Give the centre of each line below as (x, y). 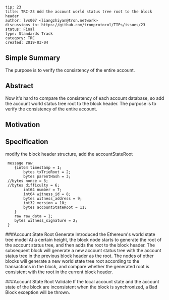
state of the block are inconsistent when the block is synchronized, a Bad (81, 287)
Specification (27, 142)
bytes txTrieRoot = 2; (47, 172)
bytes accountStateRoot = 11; (55, 207)
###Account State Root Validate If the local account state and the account (82, 281)
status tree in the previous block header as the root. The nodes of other (79, 256)
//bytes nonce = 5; (28, 181)
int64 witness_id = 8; (47, 194)
